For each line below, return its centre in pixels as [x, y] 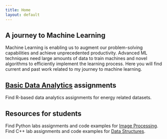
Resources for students [43, 113]
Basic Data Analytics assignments [61, 85]
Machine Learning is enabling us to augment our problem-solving [74, 48]
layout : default [22, 15]
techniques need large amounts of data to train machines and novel [76, 59]
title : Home [18, 10]
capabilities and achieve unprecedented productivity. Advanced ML [76, 53]
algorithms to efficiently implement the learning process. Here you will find [84, 64]
